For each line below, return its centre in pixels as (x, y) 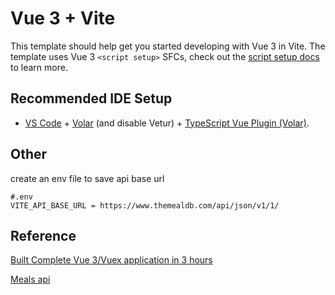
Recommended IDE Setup (91, 98)
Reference (43, 235)
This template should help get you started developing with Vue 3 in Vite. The (168, 46)
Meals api (30, 279)
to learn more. (39, 67)
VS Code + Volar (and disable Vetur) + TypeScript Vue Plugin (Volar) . (167, 123)
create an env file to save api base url (87, 178)
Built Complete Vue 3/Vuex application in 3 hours (111, 260)
